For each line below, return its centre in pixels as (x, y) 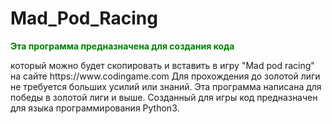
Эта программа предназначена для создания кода (122, 46)
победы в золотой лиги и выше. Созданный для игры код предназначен (164, 97)
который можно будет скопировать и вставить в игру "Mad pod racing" (162, 65)
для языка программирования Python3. (95, 108)
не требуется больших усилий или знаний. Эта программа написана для (166, 86)
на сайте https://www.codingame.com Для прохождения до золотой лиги (165, 76)
